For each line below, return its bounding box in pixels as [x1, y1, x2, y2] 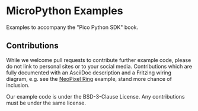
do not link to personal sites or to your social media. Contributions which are [6, 63, 193, 70]
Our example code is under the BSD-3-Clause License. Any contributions [6, 93, 185, 100]
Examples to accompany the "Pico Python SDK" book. [6, 24, 139, 31]
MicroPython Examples [6, 4, 123, 18]
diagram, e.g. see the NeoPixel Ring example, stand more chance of [6, 75, 172, 82]
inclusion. [6, 81, 30, 89]
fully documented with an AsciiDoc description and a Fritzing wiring [6, 69, 172, 76]
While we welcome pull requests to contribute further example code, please [6, 56, 191, 63]
